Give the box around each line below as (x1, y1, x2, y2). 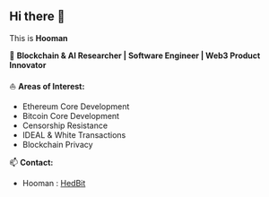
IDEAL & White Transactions (22, 129, 126, 140)
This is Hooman (9, 32, 69, 43)
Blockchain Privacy (22, 139, 93, 150)
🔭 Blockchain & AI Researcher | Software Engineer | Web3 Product (9, 50, 261, 61)
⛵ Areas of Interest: (9, 81, 85, 91)
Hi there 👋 (9, 9, 65, 24)
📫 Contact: (9, 157, 54, 167)
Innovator (9, 59, 47, 70)
